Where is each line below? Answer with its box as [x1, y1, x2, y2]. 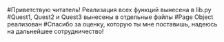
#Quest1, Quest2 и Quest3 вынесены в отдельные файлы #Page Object [7, 13, 214, 21]
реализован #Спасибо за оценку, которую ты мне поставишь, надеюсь [7, 20, 218, 28]
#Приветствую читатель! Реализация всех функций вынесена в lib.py [7, 6, 212, 14]
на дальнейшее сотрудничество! [7, 27, 104, 35]
